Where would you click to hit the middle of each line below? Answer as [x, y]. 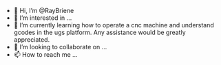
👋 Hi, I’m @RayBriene [44, 11]
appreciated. [32, 40]
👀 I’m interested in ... [43, 18]
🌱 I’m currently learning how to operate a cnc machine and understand [114, 25]
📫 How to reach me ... [45, 54]
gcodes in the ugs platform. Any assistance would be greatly [99, 32]
